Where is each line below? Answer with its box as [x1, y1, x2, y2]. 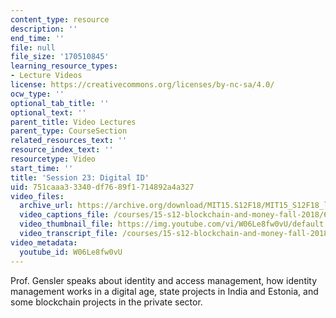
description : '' [10, 24, 78, 34]
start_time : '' [10, 163, 74, 173]
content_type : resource [10, 14, 110, 25]
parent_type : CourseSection [10, 126, 128, 136]
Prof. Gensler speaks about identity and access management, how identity [10, 274, 318, 286]
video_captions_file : [19, 210, 110, 220]
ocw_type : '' [10, 89, 65, 99]
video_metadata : [10, 237, 78, 248]
